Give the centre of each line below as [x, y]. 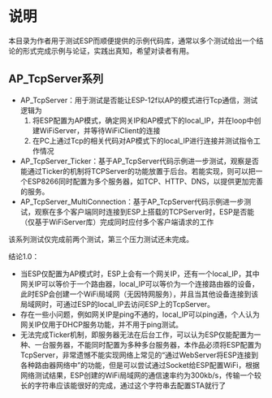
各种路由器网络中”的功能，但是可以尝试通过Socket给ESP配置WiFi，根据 [140, 365]
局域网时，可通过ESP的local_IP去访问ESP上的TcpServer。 [117, 304]
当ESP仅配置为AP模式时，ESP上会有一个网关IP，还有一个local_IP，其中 [140, 274]
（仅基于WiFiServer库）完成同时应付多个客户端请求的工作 [117, 222]
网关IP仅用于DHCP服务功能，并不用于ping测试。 [101, 324]
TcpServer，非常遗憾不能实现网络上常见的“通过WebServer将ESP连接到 [139, 355]
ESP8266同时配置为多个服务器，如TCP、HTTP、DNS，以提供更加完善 [145, 181]
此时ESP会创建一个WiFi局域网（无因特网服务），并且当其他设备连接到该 [139, 294]
